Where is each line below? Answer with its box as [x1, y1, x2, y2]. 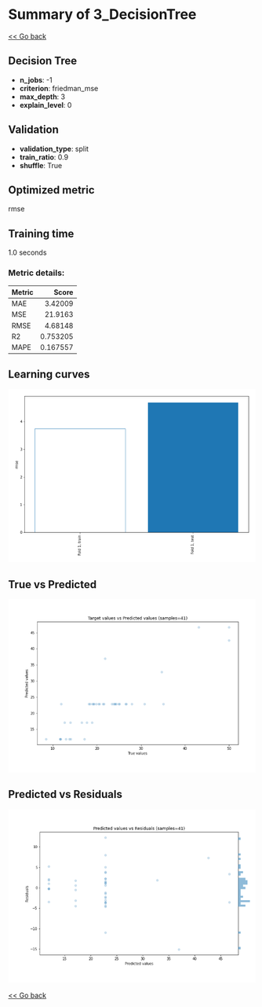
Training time [8, 226, 75, 241]
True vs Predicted [8, 578, 96, 591]
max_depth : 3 [19, 92, 65, 101]
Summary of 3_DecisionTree [8, 6, 197, 24]
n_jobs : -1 [19, 75, 53, 84]
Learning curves [8, 368, 90, 381]
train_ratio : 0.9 [19, 152, 69, 162]
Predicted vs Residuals [8, 788, 123, 801]
